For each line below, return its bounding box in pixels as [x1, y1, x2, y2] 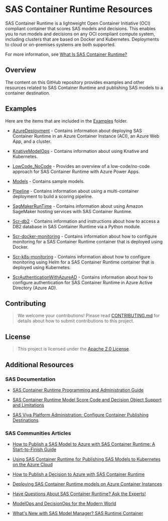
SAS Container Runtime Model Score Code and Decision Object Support [12, 396, 162, 403]
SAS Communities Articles [5, 429, 71, 437]
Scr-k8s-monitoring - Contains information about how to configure [12, 253, 150, 259]
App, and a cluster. [12, 138, 52, 144]
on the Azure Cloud [12, 462, 53, 468]
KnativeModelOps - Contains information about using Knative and [12, 148, 149, 154]
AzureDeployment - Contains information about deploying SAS [12, 127, 142, 134]
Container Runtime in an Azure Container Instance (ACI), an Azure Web [12, 133, 159, 139]
